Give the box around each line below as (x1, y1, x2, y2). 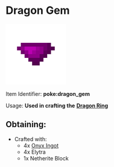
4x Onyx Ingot (23, 142, 59, 149)
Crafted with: (14, 135, 47, 142)
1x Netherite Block (23, 154, 69, 162)
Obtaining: (5, 119, 46, 130)
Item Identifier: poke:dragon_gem (5, 90, 90, 97)
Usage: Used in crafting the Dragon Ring (5, 102, 109, 109)
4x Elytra (23, 148, 46, 156)
